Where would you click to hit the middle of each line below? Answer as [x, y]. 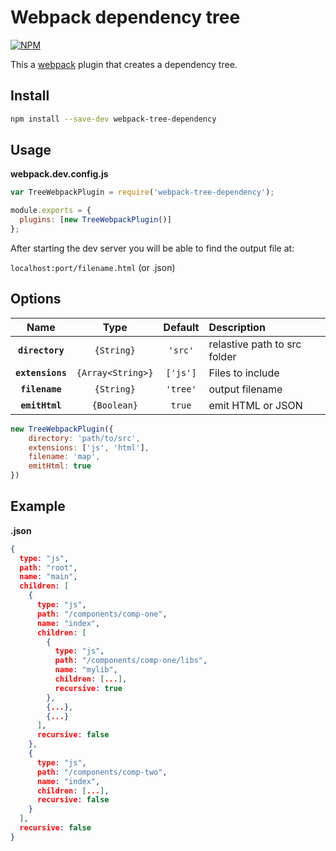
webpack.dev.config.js [59, 174]
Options [36, 299]
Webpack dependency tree [125, 17]
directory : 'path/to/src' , [84, 438]
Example [38, 506]
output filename [245, 389]
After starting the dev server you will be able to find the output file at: [152, 248]
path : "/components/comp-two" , [102, 772]
